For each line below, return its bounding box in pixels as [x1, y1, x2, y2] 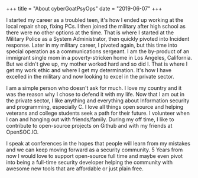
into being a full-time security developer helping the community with [6, 159, 173, 166]
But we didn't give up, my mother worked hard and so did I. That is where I [6, 60, 188, 67]
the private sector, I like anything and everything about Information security [6, 97, 190, 104]
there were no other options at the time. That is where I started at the [6, 29, 174, 36]
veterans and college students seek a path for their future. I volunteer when [6, 109, 190, 116]
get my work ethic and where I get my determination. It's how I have [6, 67, 172, 73]
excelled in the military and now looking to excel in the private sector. [6, 73, 174, 80]
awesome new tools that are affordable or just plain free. [6, 165, 144, 172]
